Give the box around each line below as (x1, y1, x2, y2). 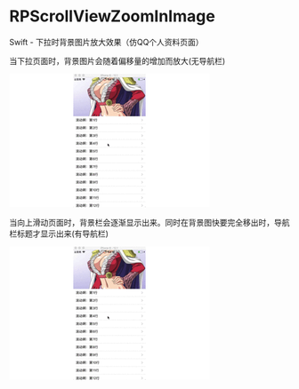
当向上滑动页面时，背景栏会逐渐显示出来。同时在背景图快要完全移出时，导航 (9, 217, 290, 227)
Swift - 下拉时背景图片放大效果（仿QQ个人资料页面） (9, 36, 204, 47)
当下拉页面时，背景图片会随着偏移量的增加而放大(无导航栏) (9, 55, 226, 66)
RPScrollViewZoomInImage (9, 6, 215, 27)
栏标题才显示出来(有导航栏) (9, 228, 109, 239)
